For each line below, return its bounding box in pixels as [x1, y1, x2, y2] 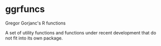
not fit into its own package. [5, 35, 63, 41]
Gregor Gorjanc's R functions [5, 20, 66, 26]
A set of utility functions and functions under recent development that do [5, 29, 156, 35]
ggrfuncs [5, 3, 45, 15]
